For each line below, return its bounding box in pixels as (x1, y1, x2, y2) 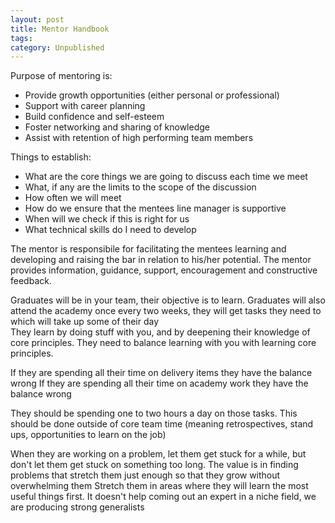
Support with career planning (24, 100, 146, 112)
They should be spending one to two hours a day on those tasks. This (10, 407, 298, 420)
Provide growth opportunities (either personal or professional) (24, 89, 280, 101)
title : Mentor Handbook (10, 24, 110, 34)
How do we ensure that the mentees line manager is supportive (24, 202, 287, 215)
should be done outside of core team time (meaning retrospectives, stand (10, 418, 314, 430)
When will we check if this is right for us (24, 213, 190, 225)
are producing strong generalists (10, 501, 145, 513)
